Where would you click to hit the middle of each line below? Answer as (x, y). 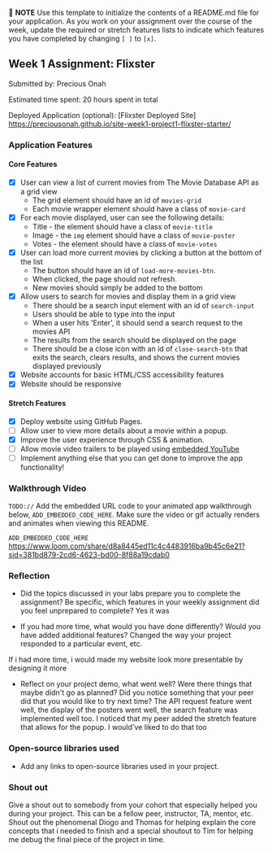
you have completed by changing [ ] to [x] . (82, 38)
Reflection (29, 576)
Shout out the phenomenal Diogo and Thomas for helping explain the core (132, 823)
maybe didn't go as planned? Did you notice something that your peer (137, 693)
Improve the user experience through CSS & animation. (112, 439)
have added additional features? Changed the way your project (125, 636)
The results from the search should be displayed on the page (134, 340)
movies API (51, 332)
